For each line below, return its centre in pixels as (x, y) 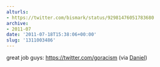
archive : (17, 23)
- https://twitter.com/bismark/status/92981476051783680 (80, 18)
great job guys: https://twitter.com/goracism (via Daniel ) (77, 58)
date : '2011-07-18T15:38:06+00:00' (52, 35)
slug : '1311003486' (31, 40)
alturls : (17, 12)
